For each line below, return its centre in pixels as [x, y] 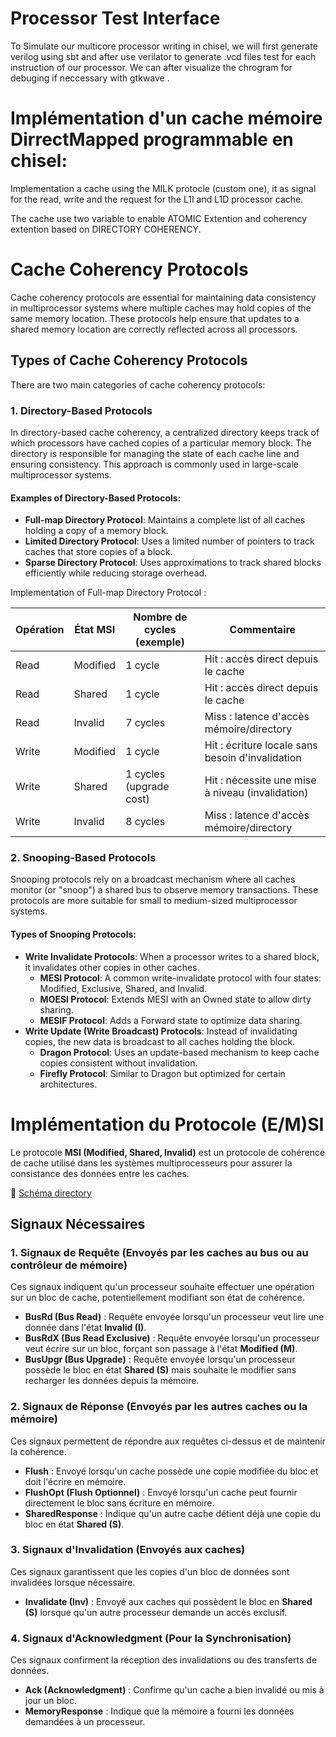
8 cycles [145, 822]
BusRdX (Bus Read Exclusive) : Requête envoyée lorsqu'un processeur [172, 1338]
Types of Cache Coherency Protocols [129, 360]
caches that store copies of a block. [98, 552]
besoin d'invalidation [253, 758]
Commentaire [263, 630]
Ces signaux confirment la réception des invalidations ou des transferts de [164, 1660]
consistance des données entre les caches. [100, 1173]
